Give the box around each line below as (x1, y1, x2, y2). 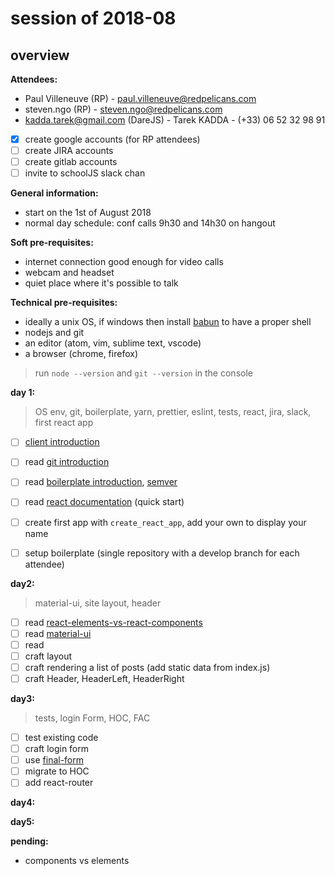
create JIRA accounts (24, 145, 114, 157)
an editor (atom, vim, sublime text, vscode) (24, 337, 202, 349)
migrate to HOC (24, 765, 90, 777)
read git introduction (24, 456, 110, 468)
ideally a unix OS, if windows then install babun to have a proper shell (24, 316, 312, 328)
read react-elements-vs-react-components (24, 616, 203, 628)
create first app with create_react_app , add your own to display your (24, 516, 307, 528)
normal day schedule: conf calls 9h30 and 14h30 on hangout (24, 217, 276, 229)
